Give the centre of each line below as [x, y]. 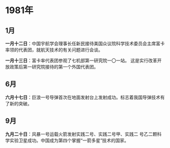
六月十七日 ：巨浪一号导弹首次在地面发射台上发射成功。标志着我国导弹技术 [83, 97]
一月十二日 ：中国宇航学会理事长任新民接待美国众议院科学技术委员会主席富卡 [85, 44]
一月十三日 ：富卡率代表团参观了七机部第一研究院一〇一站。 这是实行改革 [81, 60]
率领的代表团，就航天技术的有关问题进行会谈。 [54, 50]
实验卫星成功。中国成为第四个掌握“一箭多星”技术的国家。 [69, 140]
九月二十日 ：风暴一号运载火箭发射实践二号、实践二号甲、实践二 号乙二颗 [81, 134]
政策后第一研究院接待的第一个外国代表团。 [54, 67]
